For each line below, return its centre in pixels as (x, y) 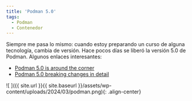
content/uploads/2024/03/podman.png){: (56, 92)
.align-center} (124, 92)
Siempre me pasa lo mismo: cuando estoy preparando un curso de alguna (95, 44)
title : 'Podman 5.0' (31, 11)
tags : (13, 17)
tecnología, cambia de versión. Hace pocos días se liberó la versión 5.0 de (96, 51)
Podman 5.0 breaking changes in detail (62, 74)
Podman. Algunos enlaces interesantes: (54, 57)
